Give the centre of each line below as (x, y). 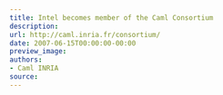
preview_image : (38, 52)
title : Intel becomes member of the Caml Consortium (111, 18)
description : (34, 26)
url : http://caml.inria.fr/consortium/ (85, 34)
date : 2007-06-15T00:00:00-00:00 (73, 43)
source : (24, 77)
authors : (26, 60)
